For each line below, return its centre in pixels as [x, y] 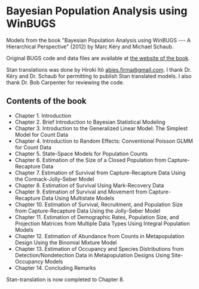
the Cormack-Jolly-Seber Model [54, 179]
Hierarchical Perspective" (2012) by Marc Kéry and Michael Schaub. [90, 47]
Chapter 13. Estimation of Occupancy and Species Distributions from [99, 248]
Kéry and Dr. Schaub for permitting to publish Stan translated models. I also [99, 76]
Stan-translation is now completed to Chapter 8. [65, 279]
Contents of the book [46, 101]
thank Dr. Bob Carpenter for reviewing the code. [65, 82]
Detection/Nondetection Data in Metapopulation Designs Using [92, 255]
